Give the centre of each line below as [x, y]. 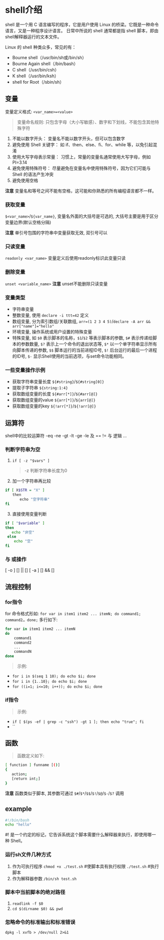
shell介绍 [24, 10]
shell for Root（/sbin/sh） [38, 82]
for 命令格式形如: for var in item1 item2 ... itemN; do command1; [73, 614]
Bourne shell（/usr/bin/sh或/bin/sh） [49, 57]
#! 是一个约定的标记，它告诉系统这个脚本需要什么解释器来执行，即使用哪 [78, 835]
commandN [23, 652]
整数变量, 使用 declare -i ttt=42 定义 [50, 315]
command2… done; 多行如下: [31, 620]
